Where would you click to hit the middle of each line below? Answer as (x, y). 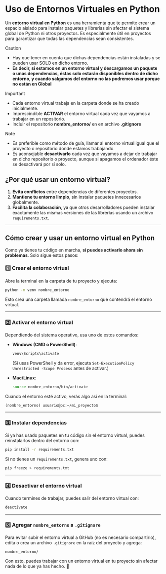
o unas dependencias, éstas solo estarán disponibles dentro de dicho (85, 73)
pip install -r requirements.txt (40, 450)
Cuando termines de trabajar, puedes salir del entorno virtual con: (72, 498)
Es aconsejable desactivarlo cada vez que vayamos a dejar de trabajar (84, 154)
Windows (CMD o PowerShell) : (44, 345)
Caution (13, 48)
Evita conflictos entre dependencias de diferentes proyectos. (75, 192)
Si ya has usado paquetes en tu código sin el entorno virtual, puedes (75, 435)
